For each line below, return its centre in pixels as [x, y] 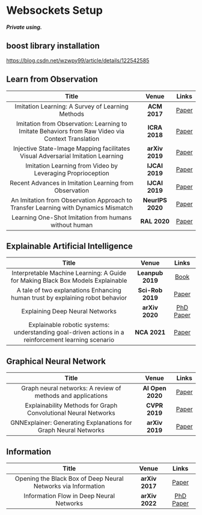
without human [72, 224]
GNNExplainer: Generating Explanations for [71, 423]
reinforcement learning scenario [69, 340]
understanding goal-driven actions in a [69, 333]
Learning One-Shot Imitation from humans [72, 217]
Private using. [24, 27]
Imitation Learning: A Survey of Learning [72, 106]
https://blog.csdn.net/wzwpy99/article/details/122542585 [78, 60]
